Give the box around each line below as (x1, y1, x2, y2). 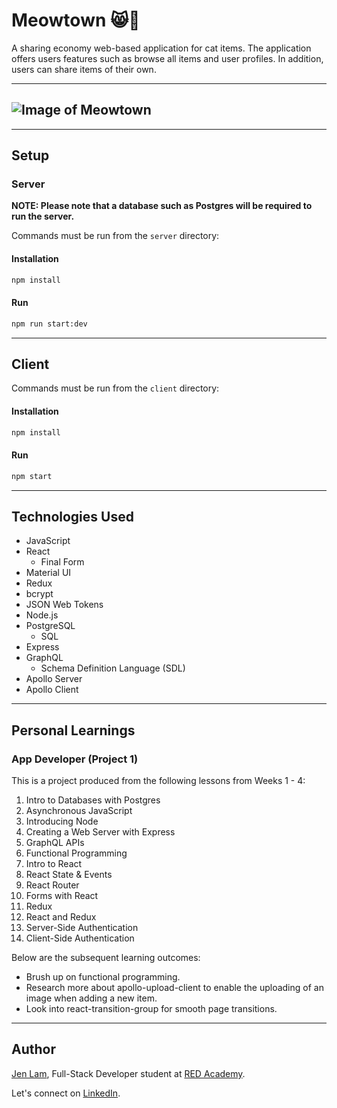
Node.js (25, 609, 59, 621)
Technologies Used (11, 508, 134, 525)
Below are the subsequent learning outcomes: (11, 952, 201, 964)
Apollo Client (25, 684, 79, 696)
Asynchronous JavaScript (25, 805, 133, 817)
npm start (11, 471, 53, 481)
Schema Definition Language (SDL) (40, 662, 186, 674)
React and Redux (25, 911, 97, 923)
